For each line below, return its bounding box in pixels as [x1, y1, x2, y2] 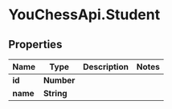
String [43, 88, 68, 99]
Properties [8, 38, 63, 51]
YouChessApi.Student [8, 6, 161, 24]
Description [83, 62, 129, 72]
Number [43, 75, 76, 86]
